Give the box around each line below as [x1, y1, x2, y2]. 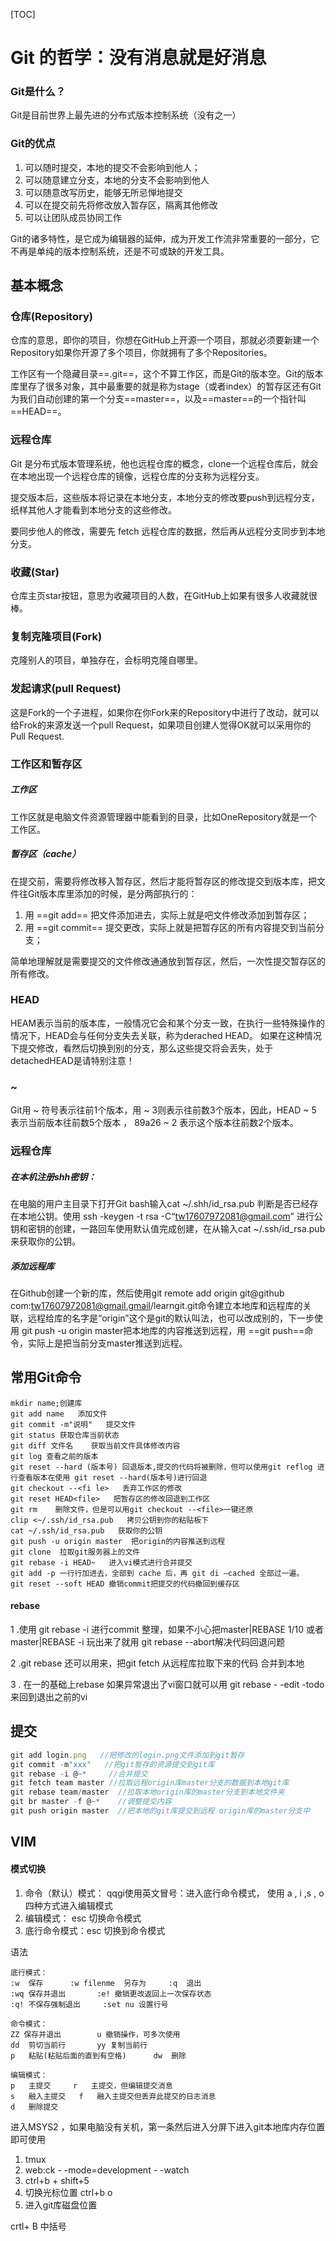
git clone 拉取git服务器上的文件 [10, 1547, 141, 1557]
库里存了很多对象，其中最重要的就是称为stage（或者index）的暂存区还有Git [10, 380, 322, 393]
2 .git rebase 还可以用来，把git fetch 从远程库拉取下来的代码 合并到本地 [10, 1657, 305, 1669]
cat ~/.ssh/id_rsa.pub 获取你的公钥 [10, 1525, 163, 1536]
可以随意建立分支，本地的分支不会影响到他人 [24, 174, 210, 186]
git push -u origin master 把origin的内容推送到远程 [10, 1536, 226, 1546]
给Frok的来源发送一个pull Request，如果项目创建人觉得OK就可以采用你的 [10, 719, 312, 731]
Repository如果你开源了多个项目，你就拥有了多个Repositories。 [10, 347, 273, 359]
